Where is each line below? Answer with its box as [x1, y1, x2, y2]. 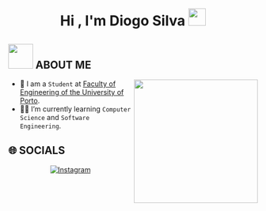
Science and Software [19, 113, 89, 122]
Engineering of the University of [19, 88, 124, 96]
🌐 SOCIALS [8, 144, 66, 157]
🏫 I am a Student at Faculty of [19, 79, 116, 89]
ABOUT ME [35, 58, 92, 71]
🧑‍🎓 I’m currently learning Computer [19, 104, 131, 114]
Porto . [19, 96, 40, 105]
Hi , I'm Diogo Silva [59, 12, 186, 30]
